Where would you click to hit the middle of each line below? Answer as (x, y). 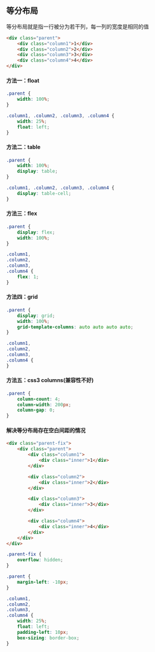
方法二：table (24, 147)
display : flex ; (36, 232)
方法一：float (23, 80)
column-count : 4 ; (39, 399)
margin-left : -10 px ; (43, 582)
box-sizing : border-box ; (48, 638)
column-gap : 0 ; (36, 410)
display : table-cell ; (44, 193)
